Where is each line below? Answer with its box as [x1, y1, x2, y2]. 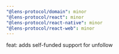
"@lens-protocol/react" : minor [6, 14, 84, 20]
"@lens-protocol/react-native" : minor [6, 20, 103, 26]
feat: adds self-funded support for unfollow [6, 42, 113, 49]
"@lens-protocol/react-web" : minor [6, 25, 95, 31]
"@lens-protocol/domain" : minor [6, 8, 87, 15]
